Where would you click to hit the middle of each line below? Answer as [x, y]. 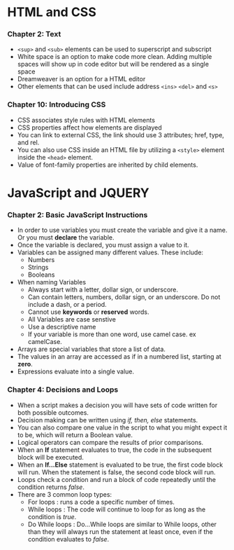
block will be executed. [50, 457]
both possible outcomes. [53, 412]
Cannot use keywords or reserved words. [88, 312]
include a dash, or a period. [67, 305]
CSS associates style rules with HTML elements [86, 120]
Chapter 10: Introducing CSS [57, 104]
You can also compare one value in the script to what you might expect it [122, 427]
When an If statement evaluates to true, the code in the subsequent [114, 450]
